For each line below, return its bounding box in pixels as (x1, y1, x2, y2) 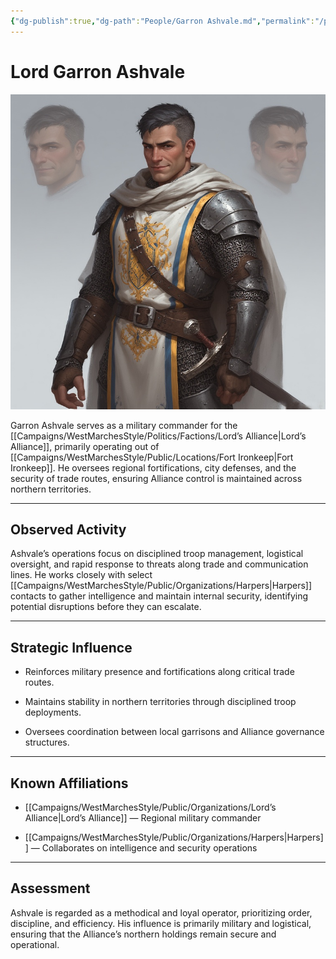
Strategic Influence (10, 639, 133, 656)
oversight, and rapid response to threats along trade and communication (10, 558, 309, 570)
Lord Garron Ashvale (10, 60, 186, 83)
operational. (10, 938, 60, 950)
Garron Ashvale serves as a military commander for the (10, 419, 238, 431)
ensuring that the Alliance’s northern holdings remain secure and (10, 928, 277, 940)
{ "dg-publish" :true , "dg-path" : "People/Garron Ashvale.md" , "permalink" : (10, 16, 315, 26)
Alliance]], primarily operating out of (10, 440, 160, 452)
